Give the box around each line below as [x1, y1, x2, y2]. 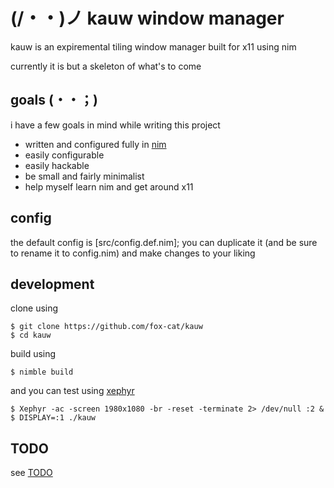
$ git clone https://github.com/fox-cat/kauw [10, 322, 203, 332]
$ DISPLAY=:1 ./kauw [10, 413, 97, 423]
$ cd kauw [10, 330, 52, 341]
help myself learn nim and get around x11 [24, 180, 194, 193]
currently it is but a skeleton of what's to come [10, 60, 202, 72]
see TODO [10, 467, 53, 479]
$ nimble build [10, 367, 74, 378]
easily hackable [24, 159, 90, 171]
